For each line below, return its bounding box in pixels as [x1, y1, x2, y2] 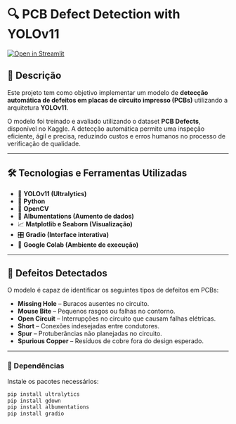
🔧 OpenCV [17, 204, 49, 212]
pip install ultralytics [7, 390, 80, 398]
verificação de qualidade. [7, 139, 81, 148]
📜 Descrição [7, 70, 62, 82]
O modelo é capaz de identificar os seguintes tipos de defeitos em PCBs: [7, 286, 219, 295]
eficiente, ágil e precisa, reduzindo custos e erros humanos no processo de [7, 131, 226, 140]
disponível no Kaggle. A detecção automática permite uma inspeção [7, 124, 205, 133]
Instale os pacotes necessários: [7, 377, 99, 385]
